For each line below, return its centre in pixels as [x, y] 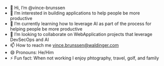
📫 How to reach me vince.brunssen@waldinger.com [64, 45]
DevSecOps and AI [29, 39]
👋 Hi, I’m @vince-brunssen [37, 8]
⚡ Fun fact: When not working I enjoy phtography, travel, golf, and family [84, 58]
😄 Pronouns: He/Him [32, 52]
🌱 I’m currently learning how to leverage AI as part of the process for [80, 23]
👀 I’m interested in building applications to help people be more [75, 13]
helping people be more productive [46, 29]
